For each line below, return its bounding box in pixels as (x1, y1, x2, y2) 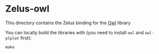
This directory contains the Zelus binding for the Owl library (5, 20, 131, 26)
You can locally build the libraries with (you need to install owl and (5, 29, 144, 35)
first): (20, 35, 32, 41)
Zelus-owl (5, 3, 50, 15)
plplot (5, 36, 19, 41)
